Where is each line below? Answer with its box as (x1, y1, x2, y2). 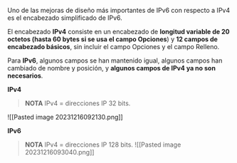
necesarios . (7, 71, 43, 80)
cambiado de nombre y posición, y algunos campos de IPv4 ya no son (7, 64, 216, 72)
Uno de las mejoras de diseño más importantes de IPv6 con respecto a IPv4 (7, 6, 230, 14)
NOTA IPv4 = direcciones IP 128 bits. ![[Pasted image (24, 140, 181, 149)
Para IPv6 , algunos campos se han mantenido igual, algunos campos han (7, 56, 223, 65)
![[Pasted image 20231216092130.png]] (7, 113, 123, 121)
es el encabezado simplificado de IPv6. (7, 14, 122, 22)
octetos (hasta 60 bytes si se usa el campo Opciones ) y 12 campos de (7, 35, 218, 43)
